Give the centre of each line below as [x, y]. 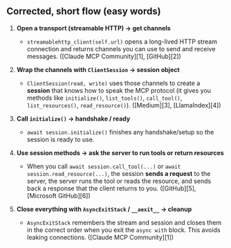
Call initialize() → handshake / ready [73, 118]
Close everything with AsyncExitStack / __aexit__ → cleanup [104, 209]
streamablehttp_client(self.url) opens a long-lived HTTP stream [122, 42]
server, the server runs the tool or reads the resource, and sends [119, 181]
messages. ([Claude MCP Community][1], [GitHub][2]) [104, 56]
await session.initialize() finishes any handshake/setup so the [120, 132]
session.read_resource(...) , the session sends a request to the [119, 173]
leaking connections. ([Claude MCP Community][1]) [100, 237]
